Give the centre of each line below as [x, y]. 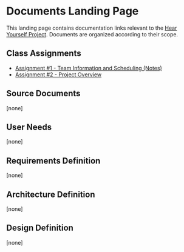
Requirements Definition [53, 161]
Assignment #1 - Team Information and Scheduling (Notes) [88, 68]
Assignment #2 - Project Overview [58, 75]
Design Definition [40, 228]
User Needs [29, 127]
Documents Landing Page [73, 11]
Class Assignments [44, 54]
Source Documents [43, 94]
